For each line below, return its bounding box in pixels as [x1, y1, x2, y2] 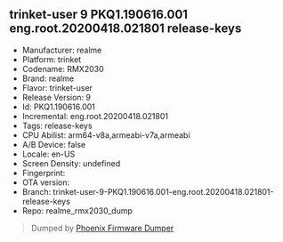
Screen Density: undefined [21, 157, 121, 168]
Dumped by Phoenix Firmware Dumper [30, 222, 174, 233]
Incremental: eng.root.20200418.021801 [21, 110, 169, 121]
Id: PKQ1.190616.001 [21, 101, 96, 112]
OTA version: [21, 177, 70, 188]
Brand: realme [21, 73, 74, 84]
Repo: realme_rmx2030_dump [21, 205, 133, 216]
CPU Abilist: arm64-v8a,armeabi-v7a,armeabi [21, 129, 190, 141]
